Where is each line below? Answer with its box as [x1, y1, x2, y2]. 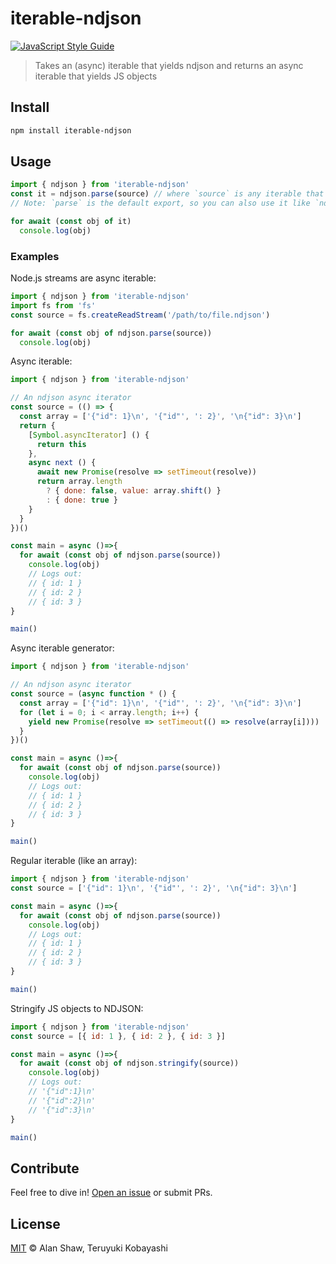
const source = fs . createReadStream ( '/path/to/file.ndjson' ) [10, 310, 271, 320]
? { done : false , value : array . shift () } [46, 486, 222, 496]
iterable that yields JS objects [34, 70, 158, 82]
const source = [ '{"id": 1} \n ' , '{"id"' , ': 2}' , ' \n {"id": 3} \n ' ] [10, 883, 298, 894]
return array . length [36, 477, 123, 487]
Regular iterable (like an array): [10, 855, 138, 867]
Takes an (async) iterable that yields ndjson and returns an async [34, 59, 304, 71]
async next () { [28, 458, 97, 468]
